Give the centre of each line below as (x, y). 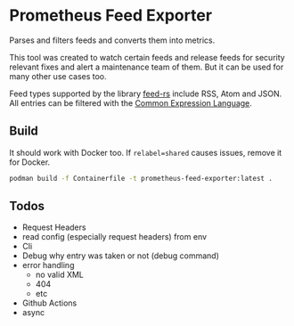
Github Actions (49, 303)
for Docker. (30, 162)
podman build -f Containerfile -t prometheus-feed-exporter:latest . (141, 178)
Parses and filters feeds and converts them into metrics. (112, 40)
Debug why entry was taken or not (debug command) (121, 256)
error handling (48, 265)
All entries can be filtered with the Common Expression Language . (131, 102)
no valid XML (60, 275)
